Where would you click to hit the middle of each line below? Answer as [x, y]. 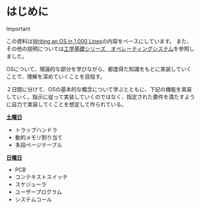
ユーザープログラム [38, 192]
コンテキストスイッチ [41, 177]
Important [18, 29]
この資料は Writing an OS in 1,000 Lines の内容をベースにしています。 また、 [99, 41]
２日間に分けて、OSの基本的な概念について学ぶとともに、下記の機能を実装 [99, 89]
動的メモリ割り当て [39, 137]
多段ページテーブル [38, 145]
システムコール [33, 199]
